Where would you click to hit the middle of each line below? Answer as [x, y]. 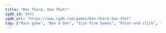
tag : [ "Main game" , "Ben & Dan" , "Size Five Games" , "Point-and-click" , [82, 23]
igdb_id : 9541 [20, 14]
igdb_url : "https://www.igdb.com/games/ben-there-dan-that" [68, 18]
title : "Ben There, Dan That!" [37, 9]
